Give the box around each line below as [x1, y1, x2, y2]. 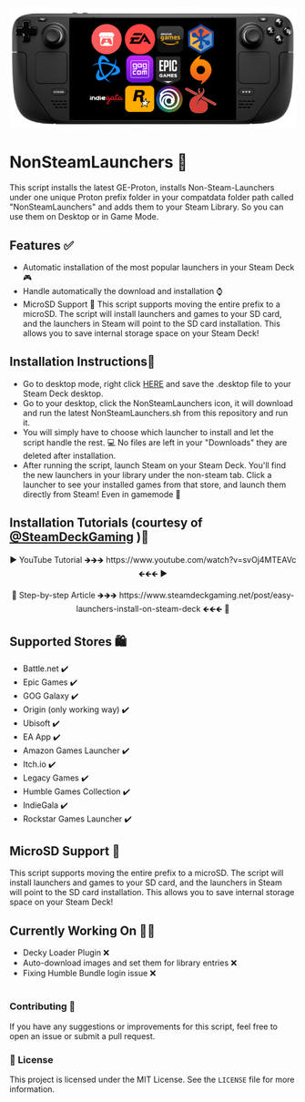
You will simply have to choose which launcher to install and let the [22, 426, 274, 437]
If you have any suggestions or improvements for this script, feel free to [9, 1021, 279, 1032]
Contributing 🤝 [9, 1000, 76, 1013]
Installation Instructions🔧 [9, 354, 156, 370]
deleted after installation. [22, 450, 117, 461]
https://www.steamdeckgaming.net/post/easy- [118, 589, 295, 600]
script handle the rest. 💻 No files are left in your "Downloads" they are [22, 436, 288, 448]
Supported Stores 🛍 [9, 634, 127, 649]
